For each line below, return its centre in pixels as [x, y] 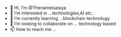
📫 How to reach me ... [33, 29]
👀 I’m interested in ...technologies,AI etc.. [52, 13]
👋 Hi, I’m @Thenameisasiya [38, 8]
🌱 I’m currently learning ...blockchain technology [60, 18]
